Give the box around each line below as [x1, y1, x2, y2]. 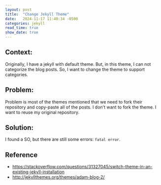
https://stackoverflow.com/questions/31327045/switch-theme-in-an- [12, 164, 153, 170]
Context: [5, 48, 33, 56]
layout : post [5, 7, 32, 12]
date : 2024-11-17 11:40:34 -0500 [5, 16, 78, 21]
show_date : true [5, 30, 38, 35]
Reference [5, 151, 38, 159]
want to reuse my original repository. [5, 109, 80, 115]
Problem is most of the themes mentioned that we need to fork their [5, 99, 143, 105]
